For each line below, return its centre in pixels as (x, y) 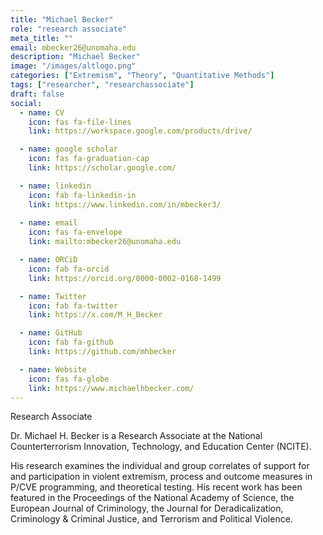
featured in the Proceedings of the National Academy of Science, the (152, 498)
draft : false (37, 94)
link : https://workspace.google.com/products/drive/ (140, 131)
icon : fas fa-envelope (75, 232)
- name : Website (53, 369)
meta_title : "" (42, 38)
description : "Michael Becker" (75, 57)
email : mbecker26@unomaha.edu (73, 47)
